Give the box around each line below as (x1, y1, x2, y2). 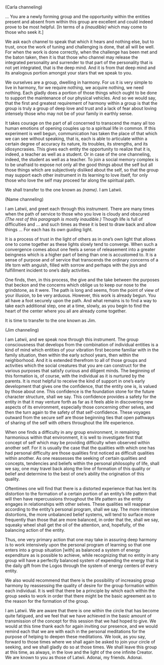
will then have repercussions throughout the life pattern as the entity (5, 496, 143, 501)
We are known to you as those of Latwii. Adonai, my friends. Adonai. (5, 655, 143, 660)
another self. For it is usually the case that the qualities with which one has (5, 445, 155, 451)
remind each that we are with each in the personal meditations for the (5, 629, 145, 634)
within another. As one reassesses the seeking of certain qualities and (5, 455, 146, 461)
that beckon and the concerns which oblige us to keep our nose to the (5, 282, 147, 288)
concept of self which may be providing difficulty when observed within (5, 440, 150, 445)
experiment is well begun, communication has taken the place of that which (5, 131, 158, 136)
